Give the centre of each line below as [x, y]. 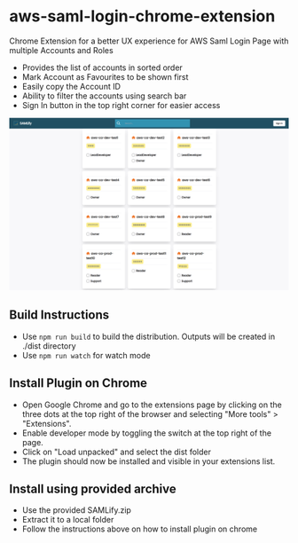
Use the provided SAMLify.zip [76, 510]
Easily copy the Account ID [71, 86]
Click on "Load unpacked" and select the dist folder [116, 452]
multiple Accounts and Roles [61, 50]
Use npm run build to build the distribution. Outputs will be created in [149, 336]
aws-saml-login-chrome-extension [142, 16]
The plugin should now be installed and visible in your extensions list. [149, 461]
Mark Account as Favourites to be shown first [105, 76]
